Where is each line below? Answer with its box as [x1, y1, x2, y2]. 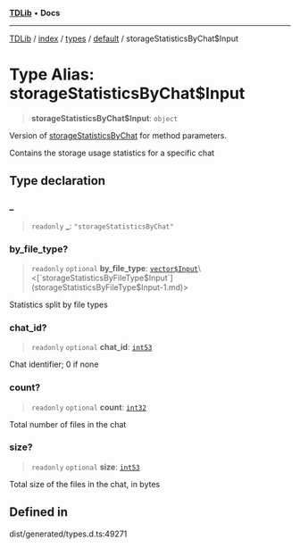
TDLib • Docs [9, 8, 61, 18]
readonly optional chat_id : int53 [30, 342, 153, 353]
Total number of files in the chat [9, 419, 127, 429]
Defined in [9, 504, 69, 520]
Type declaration [9, 173, 105, 188]
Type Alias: [9, 64, 96, 85]
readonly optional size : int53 [30, 461, 140, 472]
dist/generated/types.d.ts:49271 [9, 528, 128, 539]
